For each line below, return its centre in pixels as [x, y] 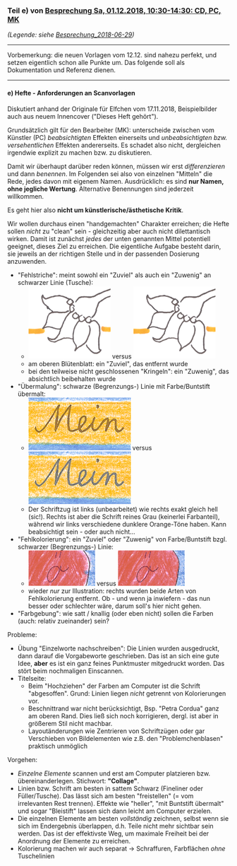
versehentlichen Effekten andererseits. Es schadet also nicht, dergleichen [114, 145]
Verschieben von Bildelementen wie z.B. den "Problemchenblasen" [126, 738]
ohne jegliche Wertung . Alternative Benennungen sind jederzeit [101, 189]
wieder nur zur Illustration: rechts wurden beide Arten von [112, 591]
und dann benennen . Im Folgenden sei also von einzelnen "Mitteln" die [110, 174]
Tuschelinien [36, 856]
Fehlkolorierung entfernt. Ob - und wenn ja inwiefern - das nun [119, 598]
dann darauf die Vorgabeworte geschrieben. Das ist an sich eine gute [119, 655]
